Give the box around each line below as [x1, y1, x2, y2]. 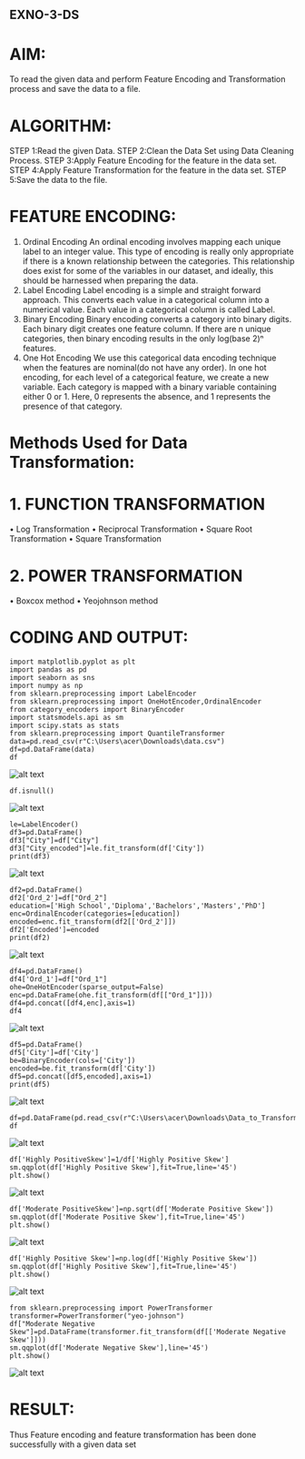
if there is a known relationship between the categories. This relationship [22, 256, 295, 267]
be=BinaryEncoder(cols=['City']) [9, 1056, 136, 1066]
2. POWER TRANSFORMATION [9, 565, 243, 586]
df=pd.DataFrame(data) [9, 745, 95, 755]
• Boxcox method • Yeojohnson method [9, 595, 159, 606]
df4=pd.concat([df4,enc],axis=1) [9, 998, 136, 1008]
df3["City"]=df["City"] [9, 836, 100, 846]
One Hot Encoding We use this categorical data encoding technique [22, 352, 277, 363]
